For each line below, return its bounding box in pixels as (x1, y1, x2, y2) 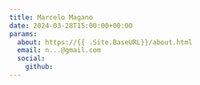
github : (25, 63, 53, 72)
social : (17, 54, 46, 63)
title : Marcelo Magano (9, 12, 93, 22)
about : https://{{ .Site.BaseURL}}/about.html (17, 37, 193, 47)
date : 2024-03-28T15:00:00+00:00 (9, 21, 133, 30)
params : (9, 29, 38, 38)
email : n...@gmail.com (17, 46, 101, 55)
